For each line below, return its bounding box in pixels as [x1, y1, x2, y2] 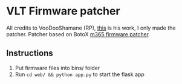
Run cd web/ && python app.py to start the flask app [15, 71, 145, 78]
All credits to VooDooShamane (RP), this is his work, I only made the [6, 24, 176, 31]
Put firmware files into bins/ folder [15, 64, 100, 71]
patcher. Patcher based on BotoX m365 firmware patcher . [6, 30, 150, 37]
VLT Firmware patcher [6, 4, 120, 18]
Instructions [6, 48, 53, 59]
